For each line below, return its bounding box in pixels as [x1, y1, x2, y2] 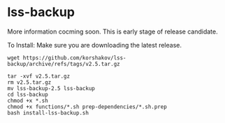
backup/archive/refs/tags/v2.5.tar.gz [7, 60, 120, 67]
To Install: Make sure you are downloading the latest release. [7, 41, 182, 49]
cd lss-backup [7, 91, 49, 98]
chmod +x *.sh [7, 97, 49, 104]
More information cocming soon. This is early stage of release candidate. [7, 27, 218, 36]
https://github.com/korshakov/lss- [22, 54, 127, 61]
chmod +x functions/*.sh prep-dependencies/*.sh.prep [7, 103, 168, 110]
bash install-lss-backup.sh [7, 109, 89, 116]
